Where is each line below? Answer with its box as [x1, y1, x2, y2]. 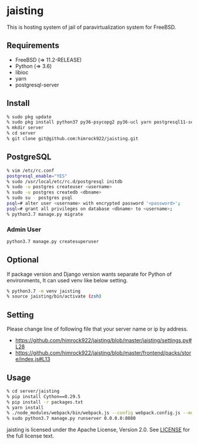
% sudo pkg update [6, 113, 52, 120]
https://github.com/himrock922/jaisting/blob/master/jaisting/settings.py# [15, 337, 192, 344]
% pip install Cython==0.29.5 [6, 393, 81, 399]
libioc [15, 69, 29, 76]
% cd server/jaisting [6, 388, 60, 394]
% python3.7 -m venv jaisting [6, 288, 81, 294]
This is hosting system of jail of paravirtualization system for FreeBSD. [6, 24, 176, 31]
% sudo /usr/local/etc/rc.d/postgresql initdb [6, 178, 123, 185]
